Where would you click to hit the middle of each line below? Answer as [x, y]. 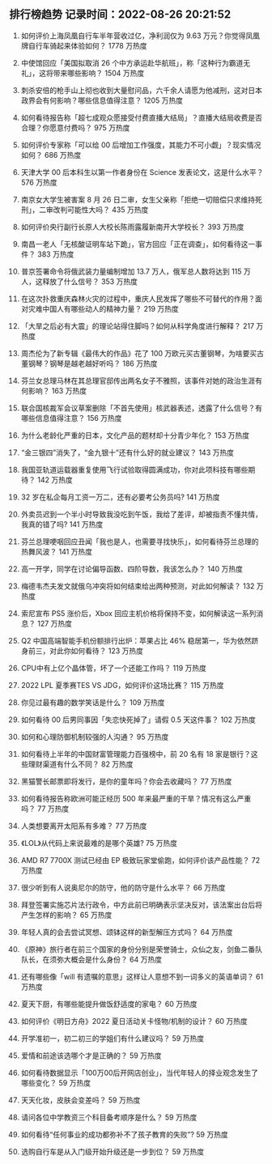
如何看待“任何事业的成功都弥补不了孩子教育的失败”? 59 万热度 [125, 1134]
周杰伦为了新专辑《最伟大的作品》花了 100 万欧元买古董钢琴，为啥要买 [139, 353]
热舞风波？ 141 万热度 [56, 551]
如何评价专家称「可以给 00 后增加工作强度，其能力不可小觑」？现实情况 [141, 145]
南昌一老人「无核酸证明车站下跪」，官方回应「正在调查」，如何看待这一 [138, 244]
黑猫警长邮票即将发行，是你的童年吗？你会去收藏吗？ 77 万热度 [126, 781]
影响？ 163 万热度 [57, 390]
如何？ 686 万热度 [51, 155]
